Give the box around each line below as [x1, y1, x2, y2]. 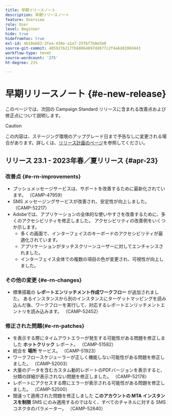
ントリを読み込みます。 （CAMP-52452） [12, 308, 101, 314]
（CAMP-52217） [12, 205, 50, 211]
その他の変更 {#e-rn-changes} [5, 276, 82, 284]
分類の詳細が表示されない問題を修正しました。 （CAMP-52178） [12, 373, 149, 380]
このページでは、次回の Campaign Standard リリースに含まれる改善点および [5, 106, 166, 112]
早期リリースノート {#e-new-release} [5, 88, 166, 100]
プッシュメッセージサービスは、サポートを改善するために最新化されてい [12, 185, 165, 191]
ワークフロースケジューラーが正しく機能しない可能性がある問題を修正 [12, 354, 161, 361]
